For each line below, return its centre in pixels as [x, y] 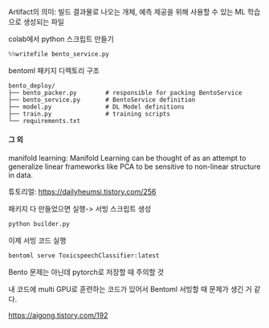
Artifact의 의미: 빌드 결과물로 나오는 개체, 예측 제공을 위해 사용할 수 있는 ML [127, 12]
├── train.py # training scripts [90, 114]
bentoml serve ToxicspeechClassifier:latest [84, 256]
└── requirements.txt [45, 121]
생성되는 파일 [43, 22]
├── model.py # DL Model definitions [96, 107]
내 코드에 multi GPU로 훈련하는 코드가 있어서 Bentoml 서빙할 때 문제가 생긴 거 [130, 289]
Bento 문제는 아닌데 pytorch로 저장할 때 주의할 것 [86, 272]
